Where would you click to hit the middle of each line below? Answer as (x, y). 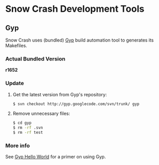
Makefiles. (16, 46)
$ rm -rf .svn (28, 128)
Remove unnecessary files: (41, 114)
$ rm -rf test (28, 133)
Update (15, 84)
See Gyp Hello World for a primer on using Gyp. (56, 157)
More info (17, 146)
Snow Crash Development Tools (75, 9)
